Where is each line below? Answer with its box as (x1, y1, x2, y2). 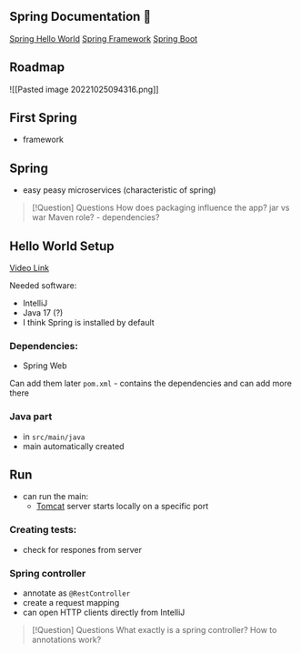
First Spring (9, 110, 77, 126)
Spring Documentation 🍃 (9, 9, 152, 25)
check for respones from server (22, 544, 143, 555)
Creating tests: (9, 524, 77, 537)
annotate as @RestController (22, 588, 131, 598)
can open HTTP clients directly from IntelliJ (22, 607, 186, 618)
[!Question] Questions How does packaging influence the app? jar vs (31, 202, 290, 214)
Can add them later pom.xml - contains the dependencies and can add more (9, 378, 293, 389)
